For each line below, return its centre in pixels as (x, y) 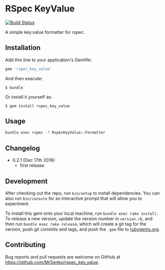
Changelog (23, 148)
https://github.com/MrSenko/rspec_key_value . (52, 262)
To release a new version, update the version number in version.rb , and (79, 218)
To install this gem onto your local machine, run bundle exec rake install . (82, 213)
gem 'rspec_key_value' (29, 69)
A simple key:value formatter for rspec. (45, 32)
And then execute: (24, 78)
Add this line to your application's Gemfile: (48, 60)
